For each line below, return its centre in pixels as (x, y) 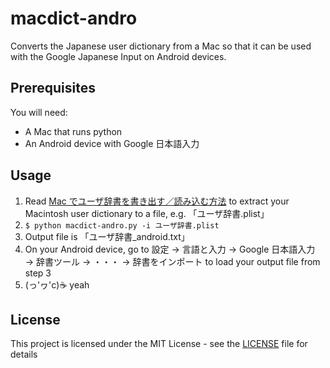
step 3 (38, 273)
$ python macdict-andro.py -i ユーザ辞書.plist (122, 225)
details (24, 354)
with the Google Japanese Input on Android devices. (118, 56)
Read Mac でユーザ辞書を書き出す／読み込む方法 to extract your (157, 201)
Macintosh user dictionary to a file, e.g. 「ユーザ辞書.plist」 (147, 213)
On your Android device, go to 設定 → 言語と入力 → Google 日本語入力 (170, 249)
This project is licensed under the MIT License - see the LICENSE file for (159, 344)
